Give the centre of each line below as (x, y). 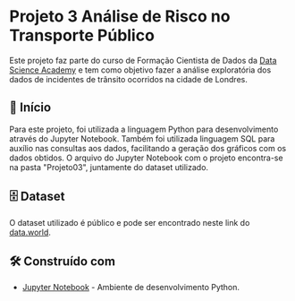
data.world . (30, 232)
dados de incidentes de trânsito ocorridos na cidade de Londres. (128, 79)
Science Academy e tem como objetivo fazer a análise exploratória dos (140, 70)
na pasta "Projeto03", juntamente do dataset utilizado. (109, 167)
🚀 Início (30, 108)
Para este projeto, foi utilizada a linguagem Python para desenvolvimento (144, 129)
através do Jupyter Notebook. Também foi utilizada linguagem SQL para (142, 138)
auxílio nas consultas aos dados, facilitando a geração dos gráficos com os (148, 148)
